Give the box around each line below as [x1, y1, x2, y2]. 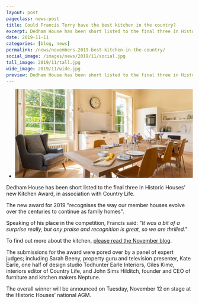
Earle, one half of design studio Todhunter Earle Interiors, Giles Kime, [6, 261, 175, 269]
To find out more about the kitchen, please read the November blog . [6, 237, 172, 244]
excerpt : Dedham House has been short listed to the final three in [6, 28, 179, 34]
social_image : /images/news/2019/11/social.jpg [6, 53, 126, 59]
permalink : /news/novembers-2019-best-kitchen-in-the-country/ [6, 47, 166, 53]
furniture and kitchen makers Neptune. [6, 274, 101, 281]
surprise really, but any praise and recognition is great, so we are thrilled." [6, 225, 188, 233]
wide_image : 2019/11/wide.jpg [6, 66, 81, 72]
